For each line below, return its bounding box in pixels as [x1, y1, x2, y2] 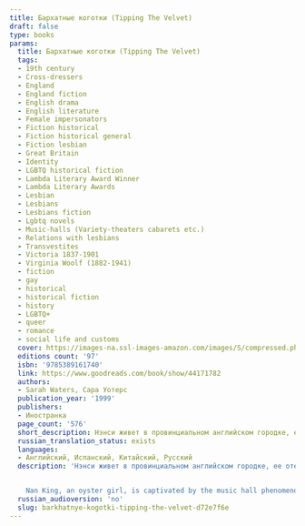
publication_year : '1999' [17, 394, 116, 403]
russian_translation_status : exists [17, 436, 156, 446]
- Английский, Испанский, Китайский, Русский [17, 453, 193, 462]
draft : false [9, 22, 59, 31]
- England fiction [17, 89, 88, 98]
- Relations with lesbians [17, 233, 120, 242]
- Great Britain [17, 148, 79, 157]
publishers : [17, 402, 64, 412]
